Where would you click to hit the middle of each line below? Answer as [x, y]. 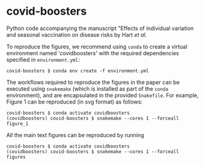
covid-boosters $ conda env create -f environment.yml [78, 71]
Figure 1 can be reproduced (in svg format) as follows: [74, 102]
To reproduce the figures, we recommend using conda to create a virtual [97, 47]
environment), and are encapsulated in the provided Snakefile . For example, [102, 95]
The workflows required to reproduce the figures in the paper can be [93, 82]
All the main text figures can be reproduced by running [75, 135]
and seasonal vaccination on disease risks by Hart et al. [76, 34]
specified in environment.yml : [43, 59]
